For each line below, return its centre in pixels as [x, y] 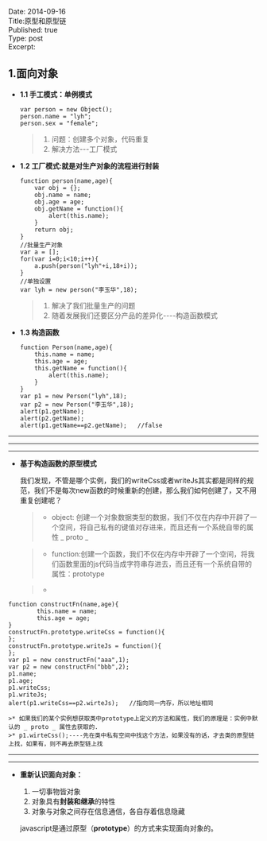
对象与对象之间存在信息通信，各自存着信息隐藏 [108, 811]
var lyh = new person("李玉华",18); [78, 289]
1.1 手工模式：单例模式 [56, 94]
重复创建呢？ [41, 500]
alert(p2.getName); [52, 418]
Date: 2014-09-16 [37, 12]
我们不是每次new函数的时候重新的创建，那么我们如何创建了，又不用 [145, 490]
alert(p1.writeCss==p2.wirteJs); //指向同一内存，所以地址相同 [111, 703]
